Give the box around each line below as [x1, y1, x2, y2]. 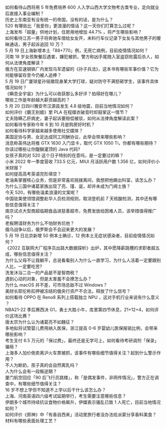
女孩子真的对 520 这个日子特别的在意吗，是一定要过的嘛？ [5, 153, 124, 158]
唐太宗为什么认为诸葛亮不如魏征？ [5, 319, 75, 325]
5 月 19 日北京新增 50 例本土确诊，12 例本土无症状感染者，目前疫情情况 [5, 233, 151, 238]
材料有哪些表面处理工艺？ [5, 418, 57, 424]
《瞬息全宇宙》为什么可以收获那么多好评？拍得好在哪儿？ [5, 91, 122, 96]
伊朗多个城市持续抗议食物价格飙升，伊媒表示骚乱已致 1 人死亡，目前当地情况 [5, 399, 161, 405]
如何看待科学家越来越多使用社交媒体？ [5, 128, 83, 133]
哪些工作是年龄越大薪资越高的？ [5, 97, 70, 103]
